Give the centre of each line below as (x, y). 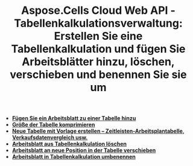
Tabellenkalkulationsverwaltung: (98, 23)
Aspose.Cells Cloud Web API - (98, 11)
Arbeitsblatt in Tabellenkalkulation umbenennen (74, 157)
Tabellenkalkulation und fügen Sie (98, 49)
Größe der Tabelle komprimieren (53, 125)
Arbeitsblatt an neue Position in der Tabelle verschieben (84, 150)
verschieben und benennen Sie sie (98, 75)
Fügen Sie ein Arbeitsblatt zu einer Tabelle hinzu (74, 118)
